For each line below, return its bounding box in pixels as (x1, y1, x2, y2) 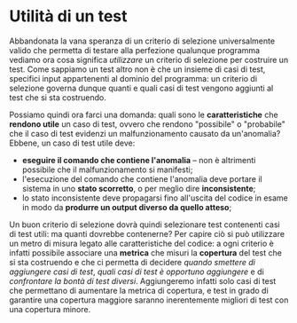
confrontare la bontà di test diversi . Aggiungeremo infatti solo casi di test (9, 275, 277, 286)
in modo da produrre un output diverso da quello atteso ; (21, 201, 232, 212)
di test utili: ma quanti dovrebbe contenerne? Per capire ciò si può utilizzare (9, 228, 285, 239)
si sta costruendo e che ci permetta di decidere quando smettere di (9, 256, 255, 267)
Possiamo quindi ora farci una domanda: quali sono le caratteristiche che (9, 109, 278, 120)
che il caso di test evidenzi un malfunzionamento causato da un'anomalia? (9, 128, 281, 138)
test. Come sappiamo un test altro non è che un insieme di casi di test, (9, 64, 266, 75)
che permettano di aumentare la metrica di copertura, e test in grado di (9, 285, 269, 295)
